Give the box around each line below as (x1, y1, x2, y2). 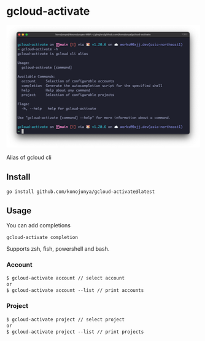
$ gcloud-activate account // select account (6, 275, 125, 281)
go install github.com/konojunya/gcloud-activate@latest (6, 189, 155, 195)
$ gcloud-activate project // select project (6, 316, 125, 323)
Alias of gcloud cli (6, 154, 52, 161)
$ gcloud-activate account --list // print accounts (6, 288, 144, 294)
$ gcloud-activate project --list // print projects (6, 329, 144, 335)
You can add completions (6, 221, 71, 229)
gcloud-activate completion (6, 234, 79, 240)
